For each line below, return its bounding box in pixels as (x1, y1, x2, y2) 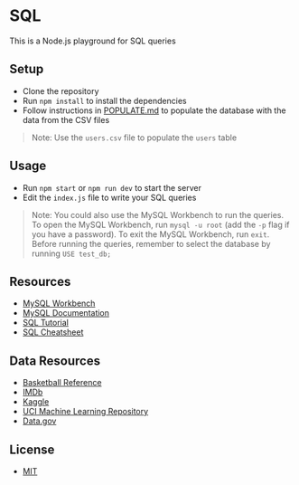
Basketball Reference (22, 377, 102, 388)
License (9, 442, 55, 457)
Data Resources (9, 353, 101, 368)
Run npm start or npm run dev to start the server (22, 182, 201, 193)
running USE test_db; (31, 248, 111, 259)
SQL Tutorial (22, 318, 70, 328)
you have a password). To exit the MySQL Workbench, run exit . (31, 228, 270, 240)
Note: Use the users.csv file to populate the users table (31, 132, 238, 143)
